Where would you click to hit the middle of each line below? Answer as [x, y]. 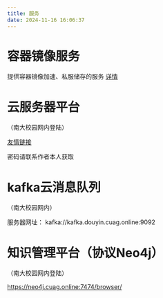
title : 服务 [23, 13]
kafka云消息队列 [54, 187]
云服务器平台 [44, 107]
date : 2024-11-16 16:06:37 [46, 20]
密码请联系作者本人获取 [40, 157]
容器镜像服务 [44, 56]
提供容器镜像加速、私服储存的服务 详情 [63, 77]
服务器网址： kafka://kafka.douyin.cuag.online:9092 [81, 222]
